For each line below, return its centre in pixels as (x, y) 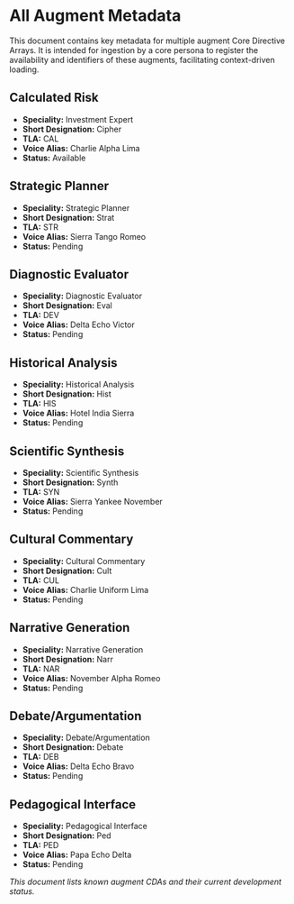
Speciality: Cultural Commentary (84, 561)
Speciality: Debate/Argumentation (86, 738)
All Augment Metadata (95, 16)
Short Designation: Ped (67, 836)
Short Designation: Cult (67, 571)
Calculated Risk (54, 98)
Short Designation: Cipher (72, 129)
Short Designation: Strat (68, 217)
